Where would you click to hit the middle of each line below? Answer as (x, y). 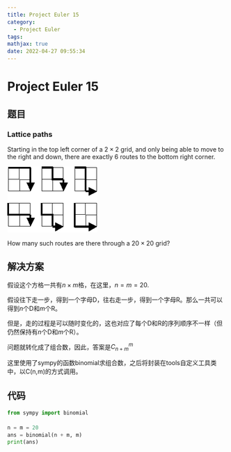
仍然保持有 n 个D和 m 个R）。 (45, 332)
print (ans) (23, 442)
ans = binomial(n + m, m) (45, 435)
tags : (15, 37)
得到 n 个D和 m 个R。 (34, 308)
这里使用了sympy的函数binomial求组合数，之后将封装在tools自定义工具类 (112, 363)
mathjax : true (28, 44)
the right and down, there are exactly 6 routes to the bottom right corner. (111, 156)
